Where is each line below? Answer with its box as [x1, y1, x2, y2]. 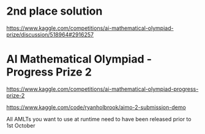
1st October [6, 122, 35, 129]
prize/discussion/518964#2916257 [6, 30, 94, 38]
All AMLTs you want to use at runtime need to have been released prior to [6, 115, 192, 122]
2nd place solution [6, 4, 103, 18]
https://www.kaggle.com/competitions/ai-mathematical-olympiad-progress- [6, 85, 199, 93]
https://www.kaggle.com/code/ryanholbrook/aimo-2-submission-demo [6, 104, 187, 111]
